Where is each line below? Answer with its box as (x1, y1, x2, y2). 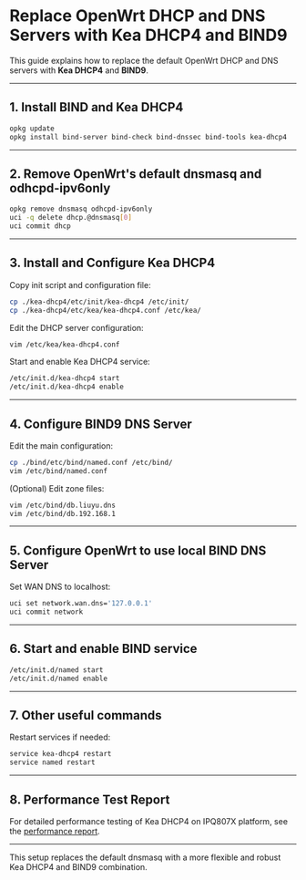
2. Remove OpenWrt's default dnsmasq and (9, 166, 262, 181)
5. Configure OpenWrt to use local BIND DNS (9, 543, 267, 558)
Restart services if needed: (9, 731, 111, 743)
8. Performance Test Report (9, 792, 170, 807)
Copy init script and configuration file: (9, 279, 152, 290)
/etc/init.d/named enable (9, 674, 107, 683)
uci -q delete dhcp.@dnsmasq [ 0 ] (9, 213, 132, 223)
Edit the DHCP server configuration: (9, 322, 144, 333)
